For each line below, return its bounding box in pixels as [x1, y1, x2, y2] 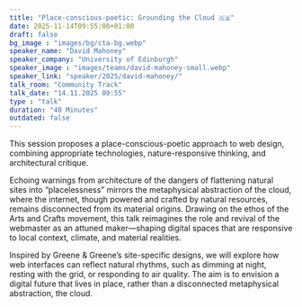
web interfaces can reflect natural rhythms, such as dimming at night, [9, 259, 267, 270]
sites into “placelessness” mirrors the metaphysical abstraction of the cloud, [9, 185, 292, 195]
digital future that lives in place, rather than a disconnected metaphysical [9, 278, 280, 289]
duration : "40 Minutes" [9, 105, 99, 114]
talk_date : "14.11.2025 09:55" [9, 88, 127, 97]
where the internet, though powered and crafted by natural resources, [9, 194, 268, 205]
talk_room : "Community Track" [9, 80, 123, 89]
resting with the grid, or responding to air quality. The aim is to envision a [9, 269, 280, 280]
